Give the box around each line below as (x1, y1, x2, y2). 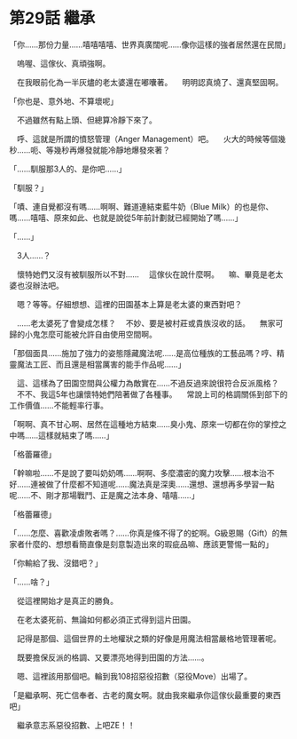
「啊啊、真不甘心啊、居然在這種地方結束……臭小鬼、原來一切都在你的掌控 (9, 418, 279, 429)
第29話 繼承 (9, 8, 96, 28)
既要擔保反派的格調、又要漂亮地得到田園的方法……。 (16, 652, 210, 663)
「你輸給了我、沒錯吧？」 (9, 557, 103, 568)
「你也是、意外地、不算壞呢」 (9, 95, 118, 107)
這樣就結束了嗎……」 (38, 430, 114, 441)
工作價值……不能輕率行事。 (9, 400, 109, 410)
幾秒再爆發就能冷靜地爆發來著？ (53, 144, 171, 155)
